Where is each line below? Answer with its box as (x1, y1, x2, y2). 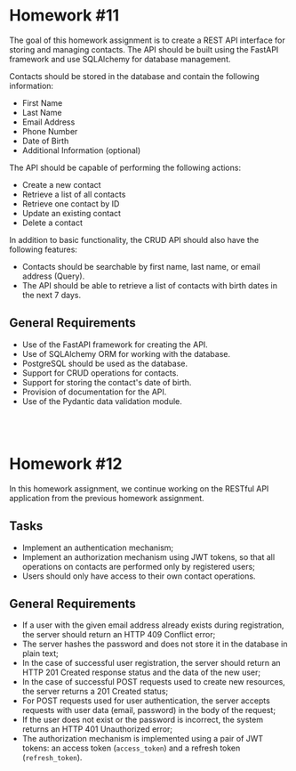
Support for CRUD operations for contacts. (21, 367, 180, 378)
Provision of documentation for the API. (21, 386, 167, 397)
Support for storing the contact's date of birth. (21, 377, 192, 387)
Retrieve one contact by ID (21, 198, 120, 209)
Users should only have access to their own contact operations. (21, 571, 256, 581)
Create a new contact (21, 179, 101, 190)
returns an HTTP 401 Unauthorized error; (21, 724, 173, 734)
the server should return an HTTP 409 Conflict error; (21, 629, 216, 640)
